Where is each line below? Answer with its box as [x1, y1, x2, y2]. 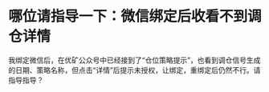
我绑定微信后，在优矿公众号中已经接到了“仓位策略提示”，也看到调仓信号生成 [8, 55, 261, 65]
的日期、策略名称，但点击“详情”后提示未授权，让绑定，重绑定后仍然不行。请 [8, 65, 261, 74]
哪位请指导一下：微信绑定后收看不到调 [8, 7, 263, 26]
